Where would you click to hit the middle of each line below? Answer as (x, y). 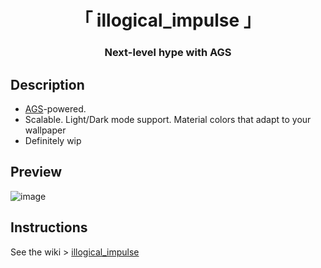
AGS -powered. (55, 108)
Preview (36, 172)
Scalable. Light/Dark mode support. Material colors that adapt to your (168, 119)
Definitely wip (53, 140)
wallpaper (45, 130)
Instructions (49, 227)
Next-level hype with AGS (168, 53)
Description (47, 84)
